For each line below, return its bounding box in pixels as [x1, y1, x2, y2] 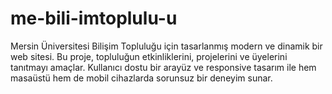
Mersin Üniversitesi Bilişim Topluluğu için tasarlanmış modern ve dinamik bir [10, 40, 323, 52]
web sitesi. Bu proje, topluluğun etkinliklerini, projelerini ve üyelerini [10, 50, 288, 62]
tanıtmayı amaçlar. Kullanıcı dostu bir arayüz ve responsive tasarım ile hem [10, 61, 317, 73]
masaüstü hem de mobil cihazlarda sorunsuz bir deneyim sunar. [10, 72, 273, 84]
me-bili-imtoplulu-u [10, 7, 178, 30]
